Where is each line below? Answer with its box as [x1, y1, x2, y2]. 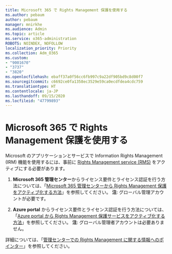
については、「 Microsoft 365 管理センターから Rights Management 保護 [17, 183, 167, 189]
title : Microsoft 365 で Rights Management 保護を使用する [5, 7, 128, 13]
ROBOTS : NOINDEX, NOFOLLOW [5, 41, 63, 46]
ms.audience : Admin [5, 27, 47, 32]
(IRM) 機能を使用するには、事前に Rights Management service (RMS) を [5, 159, 157, 165]
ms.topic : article [5, 31, 45, 36]
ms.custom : [5, 55, 29, 61]
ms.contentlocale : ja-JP [5, 88, 58, 94]
